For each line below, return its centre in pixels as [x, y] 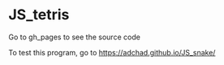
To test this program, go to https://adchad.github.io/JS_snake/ [112, 52]
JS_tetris [39, 15]
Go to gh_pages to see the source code [74, 37]
